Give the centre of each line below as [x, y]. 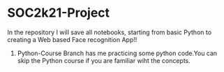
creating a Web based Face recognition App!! [72, 39]
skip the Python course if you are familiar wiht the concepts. [104, 60]
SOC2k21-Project [59, 13]
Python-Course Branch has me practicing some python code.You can [117, 53]
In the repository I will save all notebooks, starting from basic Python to [109, 32]
